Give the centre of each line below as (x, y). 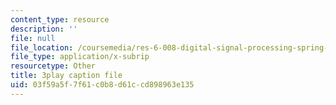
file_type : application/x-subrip (80, 57)
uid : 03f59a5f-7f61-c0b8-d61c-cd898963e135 (102, 85)
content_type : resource (60, 19)
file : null (33, 38)
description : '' (44, 29)
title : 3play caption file (66, 76)
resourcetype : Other (53, 66)
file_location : (42, 47)
